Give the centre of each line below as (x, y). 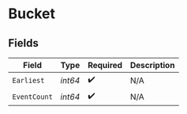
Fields (24, 43)
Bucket (32, 14)
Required (105, 65)
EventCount (32, 97)
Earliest (28, 80)
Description (152, 65)
